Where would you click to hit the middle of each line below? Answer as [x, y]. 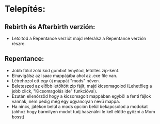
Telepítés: [25, 9]
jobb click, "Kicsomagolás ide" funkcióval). [54, 91]
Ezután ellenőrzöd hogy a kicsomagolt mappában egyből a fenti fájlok [81, 96]
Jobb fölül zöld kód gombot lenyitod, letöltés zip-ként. [65, 70]
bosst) [18, 117]
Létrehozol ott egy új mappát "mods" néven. [56, 80]
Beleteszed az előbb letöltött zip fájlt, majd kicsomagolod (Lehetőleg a [82, 86]
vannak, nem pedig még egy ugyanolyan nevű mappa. [66, 101]
